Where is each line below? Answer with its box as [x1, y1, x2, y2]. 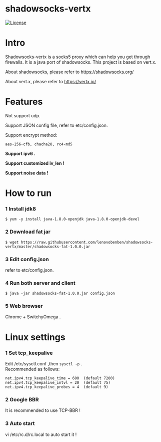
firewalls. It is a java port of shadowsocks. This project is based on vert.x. [5, 59, 156, 65]
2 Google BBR [5, 396, 39, 403]
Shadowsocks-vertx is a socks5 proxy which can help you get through [5, 54, 150, 60]
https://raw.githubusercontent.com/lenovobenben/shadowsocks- [20, 240, 153, 245]
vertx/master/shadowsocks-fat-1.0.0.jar [5, 244, 91, 249]
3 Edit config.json [5, 256, 49, 263]
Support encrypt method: [5, 132, 57, 138]
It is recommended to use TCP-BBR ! [5, 407, 81, 413]
